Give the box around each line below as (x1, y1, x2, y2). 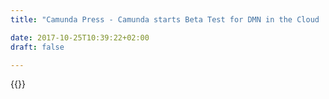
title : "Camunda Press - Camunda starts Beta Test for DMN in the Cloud (10, 14, 320, 25)
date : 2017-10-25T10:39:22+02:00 (10, 32, 150, 43)
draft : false (10, 42, 65, 52)
